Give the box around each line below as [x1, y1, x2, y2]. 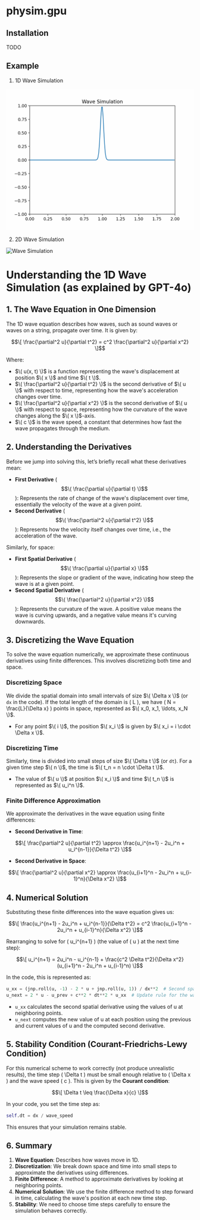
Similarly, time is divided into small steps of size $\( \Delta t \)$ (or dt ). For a [6, 758, 192, 765]
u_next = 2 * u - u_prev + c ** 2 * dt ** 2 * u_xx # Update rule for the [6, 992, 188, 999]
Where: [6, 356, 24, 363]
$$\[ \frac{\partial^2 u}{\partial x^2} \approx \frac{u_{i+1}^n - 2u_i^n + [8, 869, 180, 876]
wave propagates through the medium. [14, 425, 110, 432]
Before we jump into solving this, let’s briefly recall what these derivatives [6, 458, 186, 465]
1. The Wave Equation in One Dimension [6, 304, 157, 314]
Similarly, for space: [6, 543, 55, 551]
